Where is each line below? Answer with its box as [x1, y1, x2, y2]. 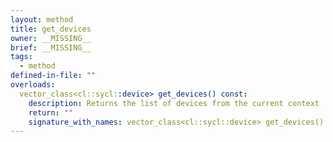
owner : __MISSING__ [10, 33, 92, 43]
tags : [10, 52, 33, 62]
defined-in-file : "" [10, 71, 97, 81]
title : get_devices [10, 24, 92, 34]
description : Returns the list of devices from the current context [28, 98, 320, 108]
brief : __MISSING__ [10, 42, 92, 53]
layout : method [10, 14, 74, 25]
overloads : [10, 80, 56, 90]
